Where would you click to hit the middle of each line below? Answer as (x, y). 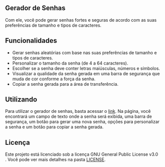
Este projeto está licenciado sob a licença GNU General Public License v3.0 (82, 154)
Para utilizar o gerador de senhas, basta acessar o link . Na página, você (78, 111)
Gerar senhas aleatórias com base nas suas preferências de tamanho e (84, 52)
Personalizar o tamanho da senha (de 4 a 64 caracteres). (70, 63)
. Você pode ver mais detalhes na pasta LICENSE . (55, 160)
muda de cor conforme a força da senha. (54, 79)
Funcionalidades (31, 41)
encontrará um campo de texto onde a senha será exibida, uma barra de (79, 117)
